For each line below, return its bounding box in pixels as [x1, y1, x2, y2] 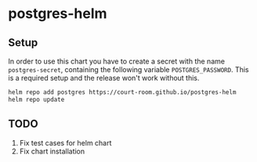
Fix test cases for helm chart [19, 138, 112, 147]
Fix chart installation [19, 146, 85, 156]
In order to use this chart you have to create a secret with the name [8, 56, 226, 66]
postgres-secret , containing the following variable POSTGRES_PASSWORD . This [8, 65, 249, 74]
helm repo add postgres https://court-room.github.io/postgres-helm [8, 88, 237, 96]
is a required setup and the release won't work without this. [8, 74, 200, 82]
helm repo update [8, 95, 65, 103]
